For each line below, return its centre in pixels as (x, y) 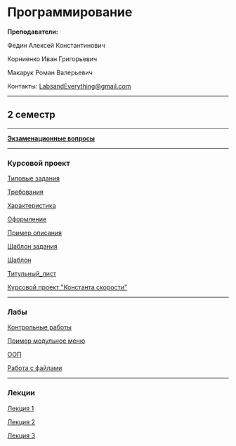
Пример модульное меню (46, 341)
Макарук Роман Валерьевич (50, 72)
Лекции (21, 393)
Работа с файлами (35, 368)
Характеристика (32, 206)
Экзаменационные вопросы (51, 138)
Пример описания (34, 233)
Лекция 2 (21, 421)
